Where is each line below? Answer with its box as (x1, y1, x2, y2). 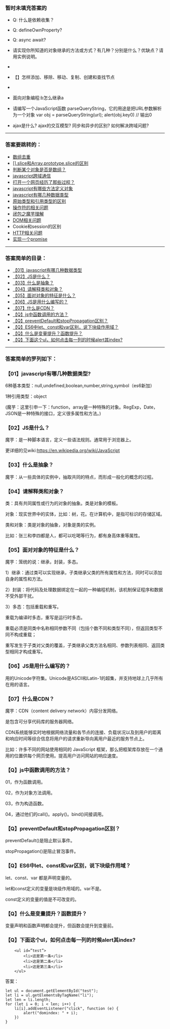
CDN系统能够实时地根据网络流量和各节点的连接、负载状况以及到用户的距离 (5, 729, 161, 735)
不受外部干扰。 (5, 593, 36, 599)
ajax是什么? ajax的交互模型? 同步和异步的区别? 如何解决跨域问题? (12, 122, 149, 129)
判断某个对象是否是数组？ (12, 166, 66, 173)
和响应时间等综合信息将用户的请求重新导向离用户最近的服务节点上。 (5, 735, 147, 742)
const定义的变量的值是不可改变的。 (5, 896, 79, 902)
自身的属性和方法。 (5, 576, 46, 582)
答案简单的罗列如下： (5, 355, 57, 362)
